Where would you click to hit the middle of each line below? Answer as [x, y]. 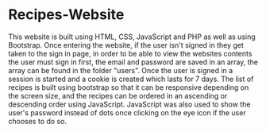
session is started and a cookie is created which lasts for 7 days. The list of [131, 79]
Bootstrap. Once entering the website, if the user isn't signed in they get [126, 45]
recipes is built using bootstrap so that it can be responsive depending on [129, 87]
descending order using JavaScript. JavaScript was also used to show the [129, 104]
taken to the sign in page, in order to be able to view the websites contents [130, 53]
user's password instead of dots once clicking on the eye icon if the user [127, 112]
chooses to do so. [38, 121]
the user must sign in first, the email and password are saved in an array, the [133, 62]
